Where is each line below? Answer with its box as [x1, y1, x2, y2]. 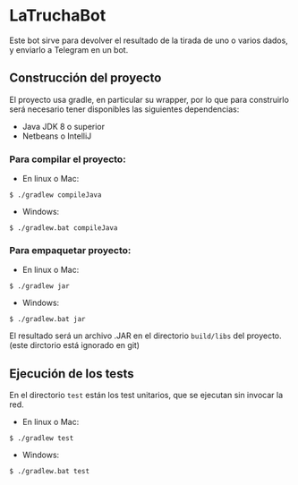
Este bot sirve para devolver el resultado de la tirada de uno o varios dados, [9, 35, 288, 46]
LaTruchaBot [9, 5, 106, 26]
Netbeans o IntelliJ [21, 131, 92, 141]
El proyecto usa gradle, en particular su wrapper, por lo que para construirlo [9, 94, 289, 105]
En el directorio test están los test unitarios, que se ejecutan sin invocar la [9, 390, 284, 401]
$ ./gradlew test [9, 434, 74, 443]
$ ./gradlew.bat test [9, 467, 90, 476]
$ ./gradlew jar [9, 282, 70, 291]
